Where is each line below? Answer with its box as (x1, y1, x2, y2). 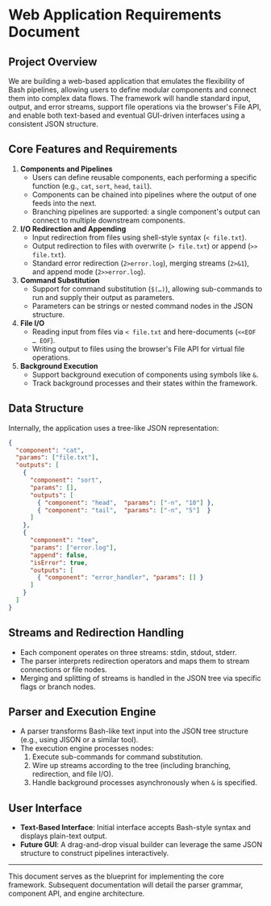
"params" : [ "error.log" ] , (29, 543, 117, 552)
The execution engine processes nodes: (19, 744, 154, 754)
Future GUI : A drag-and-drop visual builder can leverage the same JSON (19, 840, 263, 850)
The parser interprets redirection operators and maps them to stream (19, 656, 250, 666)
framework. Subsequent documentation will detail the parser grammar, (8, 880, 244, 890)
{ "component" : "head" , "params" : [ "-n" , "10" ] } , (37, 499, 215, 507)
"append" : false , (29, 551, 89, 559)
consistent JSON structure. (8, 119, 99, 128)
